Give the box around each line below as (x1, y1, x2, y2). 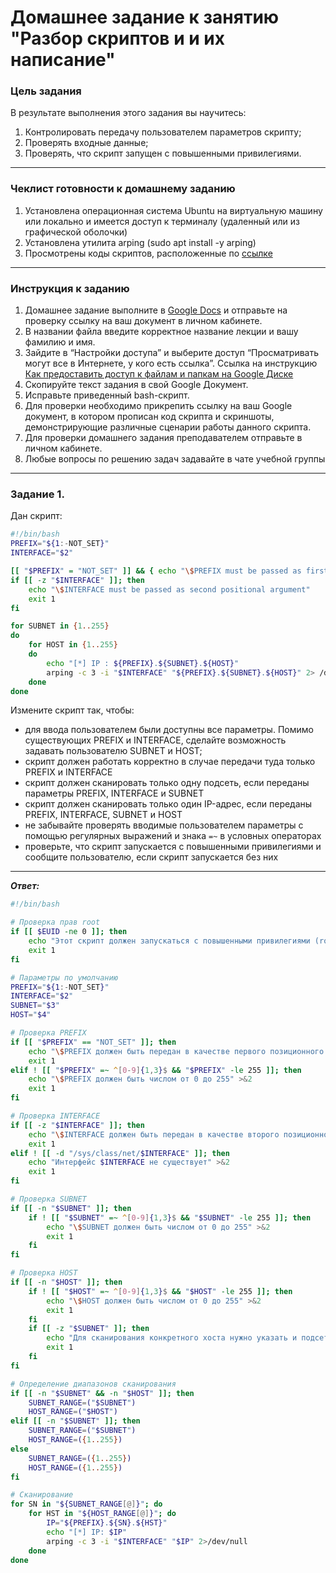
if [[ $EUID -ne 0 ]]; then (10, 927, 128, 937)
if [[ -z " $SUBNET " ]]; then (28, 1324, 150, 1334)
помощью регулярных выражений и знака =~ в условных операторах (24, 830, 322, 842)
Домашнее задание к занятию (10, 6, 280, 29)
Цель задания (10, 84, 82, 98)
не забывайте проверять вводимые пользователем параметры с (24, 819, 304, 831)
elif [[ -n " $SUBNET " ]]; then (10, 1416, 141, 1426)
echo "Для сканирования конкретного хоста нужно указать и (46, 1333, 298, 1343)
